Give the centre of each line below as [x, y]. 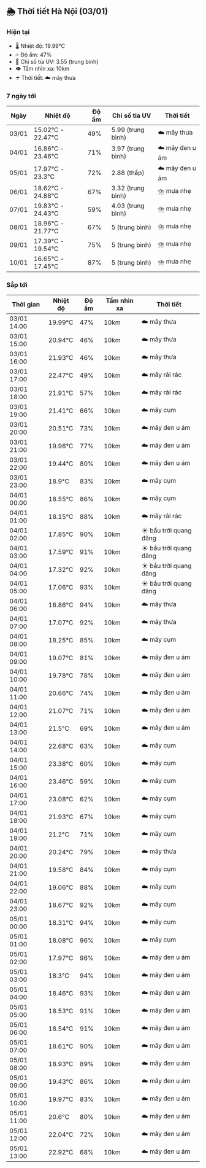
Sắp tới [17, 284]
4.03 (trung [128, 206]
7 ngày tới [21, 96]
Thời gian [26, 305]
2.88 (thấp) [128, 173]
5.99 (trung [128, 130]
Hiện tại [18, 32]
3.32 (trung [128, 188]
